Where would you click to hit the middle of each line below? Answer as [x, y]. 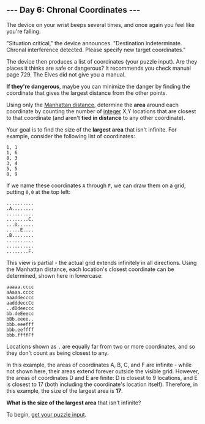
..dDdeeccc [20, 308]
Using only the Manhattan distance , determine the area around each [93, 105]
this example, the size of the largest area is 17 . [65, 390]
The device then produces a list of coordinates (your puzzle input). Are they [102, 61]
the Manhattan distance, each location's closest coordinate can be [90, 269]
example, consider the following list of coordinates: [71, 136]
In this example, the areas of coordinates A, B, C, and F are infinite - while [99, 365]
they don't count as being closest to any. [58, 353]
